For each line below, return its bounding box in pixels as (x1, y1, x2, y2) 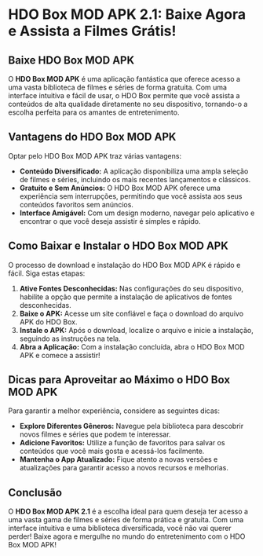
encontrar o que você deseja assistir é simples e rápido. (19, 216, 202, 225)
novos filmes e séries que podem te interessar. (19, 430, 171, 439)
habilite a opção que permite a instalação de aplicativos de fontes (19, 292, 232, 302)
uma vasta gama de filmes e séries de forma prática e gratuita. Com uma (8, 515, 244, 525)
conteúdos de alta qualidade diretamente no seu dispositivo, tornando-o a (8, 100, 248, 108)
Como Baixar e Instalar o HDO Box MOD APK (8, 240, 229, 253)
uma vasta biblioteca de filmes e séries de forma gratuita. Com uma (8, 82, 228, 92)
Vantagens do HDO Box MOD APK (8, 130, 177, 144)
